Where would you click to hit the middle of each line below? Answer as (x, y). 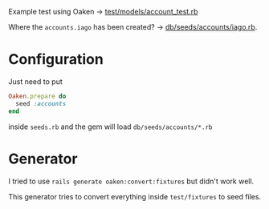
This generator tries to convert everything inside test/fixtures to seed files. (135, 196)
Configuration (56, 60)
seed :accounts (41, 103)
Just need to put (35, 81)
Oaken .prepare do (37, 96)
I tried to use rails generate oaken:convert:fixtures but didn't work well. (131, 181)
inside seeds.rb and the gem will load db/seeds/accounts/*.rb (110, 127)
